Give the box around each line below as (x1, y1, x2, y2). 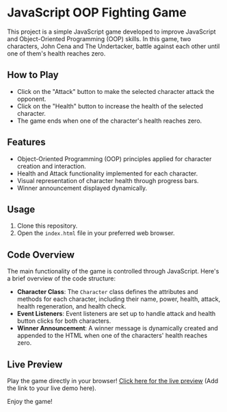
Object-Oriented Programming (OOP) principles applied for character (16, 154, 212, 162)
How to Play (7, 69, 59, 81)
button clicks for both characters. (16, 317, 111, 325)
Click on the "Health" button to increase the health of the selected (16, 101, 204, 110)
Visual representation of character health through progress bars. (16, 176, 200, 184)
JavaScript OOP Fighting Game (7, 5, 187, 21)
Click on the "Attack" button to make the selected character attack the (16, 87, 215, 95)
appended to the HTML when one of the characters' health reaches (16, 331, 208, 340)
